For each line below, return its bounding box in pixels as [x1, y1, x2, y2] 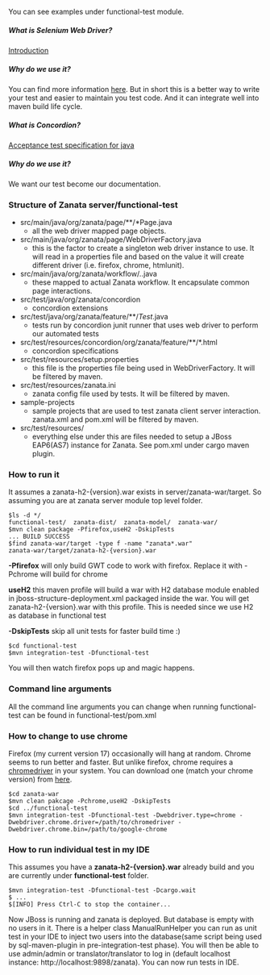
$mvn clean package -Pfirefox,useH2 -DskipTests [8, 526, 175, 534]
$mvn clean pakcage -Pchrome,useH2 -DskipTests [8, 798, 172, 806]
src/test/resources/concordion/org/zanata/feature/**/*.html [19, 338, 218, 348]
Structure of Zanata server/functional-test [8, 199, 179, 210]
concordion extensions [31, 303, 109, 313]
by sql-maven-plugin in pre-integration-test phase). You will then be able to [8, 940, 260, 950]
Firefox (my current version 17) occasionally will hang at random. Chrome [8, 749, 251, 759]
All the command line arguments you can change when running [8, 702, 219, 711]
